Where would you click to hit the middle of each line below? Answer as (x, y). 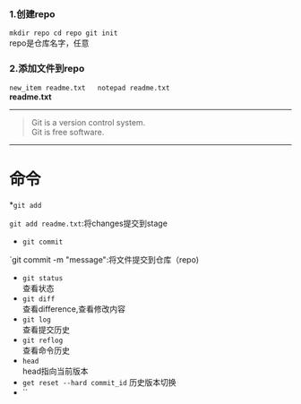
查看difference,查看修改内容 (73, 309)
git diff (39, 299)
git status (43, 278)
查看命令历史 (46, 350)
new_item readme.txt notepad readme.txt (90, 88)
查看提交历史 (46, 330)
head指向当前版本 (55, 371)
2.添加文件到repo (47, 69)
